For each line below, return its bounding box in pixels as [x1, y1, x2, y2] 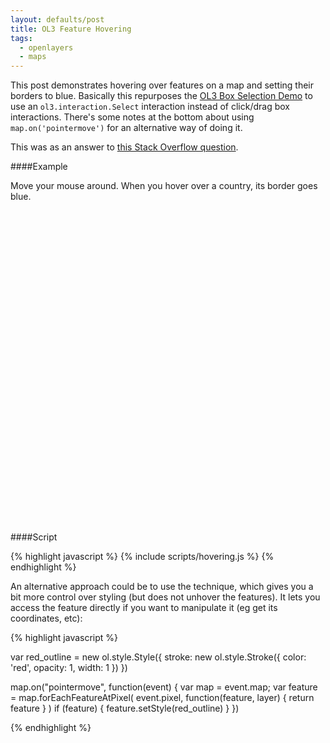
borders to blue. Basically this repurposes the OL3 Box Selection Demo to [10, 90, 313, 102]
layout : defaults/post [10, 14, 105, 25]
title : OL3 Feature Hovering [10, 24, 132, 34]
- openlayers [19, 42, 74, 53]
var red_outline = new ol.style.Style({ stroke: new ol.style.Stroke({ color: [10, 651, 307, 663]
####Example [10, 161, 68, 173]
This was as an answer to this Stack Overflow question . [10, 141, 239, 153]
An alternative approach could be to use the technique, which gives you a [10, 581, 314, 593]
